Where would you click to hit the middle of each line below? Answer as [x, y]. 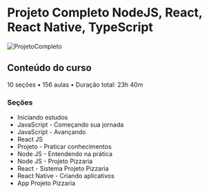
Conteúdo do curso [49, 68]
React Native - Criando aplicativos [66, 176]
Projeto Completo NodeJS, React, [105, 13]
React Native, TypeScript [80, 27]
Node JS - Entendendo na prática [64, 154]
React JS [30, 140]
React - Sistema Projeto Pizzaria [63, 169]
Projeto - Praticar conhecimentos [64, 147]
